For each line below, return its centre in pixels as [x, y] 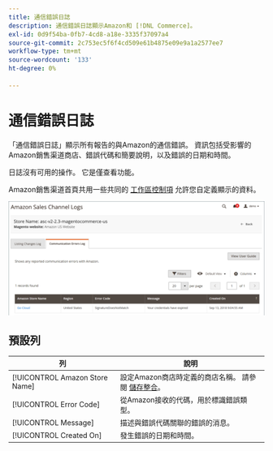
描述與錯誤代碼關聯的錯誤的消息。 [177, 423]
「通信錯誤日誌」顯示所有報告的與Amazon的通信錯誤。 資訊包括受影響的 [130, 144]
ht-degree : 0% [32, 69]
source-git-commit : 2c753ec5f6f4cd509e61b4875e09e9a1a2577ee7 [116, 43]
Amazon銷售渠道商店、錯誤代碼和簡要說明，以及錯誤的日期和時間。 [122, 155]
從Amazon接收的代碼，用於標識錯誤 [180, 399]
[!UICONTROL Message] [53, 423]
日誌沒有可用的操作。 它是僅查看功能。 [74, 172]
